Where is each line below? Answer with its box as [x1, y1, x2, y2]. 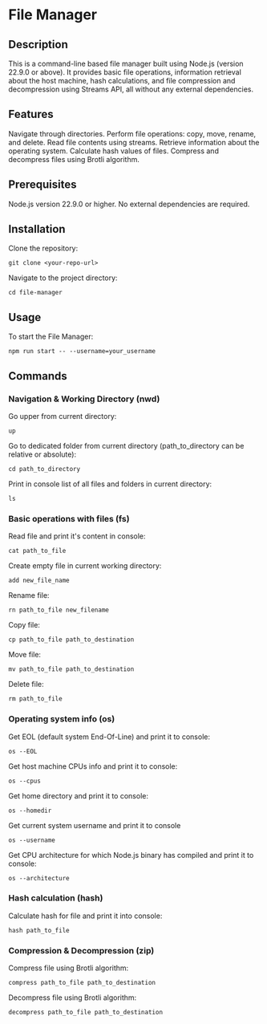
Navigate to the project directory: [8, 273, 118, 282]
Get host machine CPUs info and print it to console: [8, 761, 178, 771]
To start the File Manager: [8, 331, 94, 342]
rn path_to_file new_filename [8, 606, 110, 615]
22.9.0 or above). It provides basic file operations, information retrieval [8, 67, 242, 77]
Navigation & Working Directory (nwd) [8, 393, 160, 404]
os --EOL [8, 747, 38, 755]
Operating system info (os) [8, 713, 115, 725]
